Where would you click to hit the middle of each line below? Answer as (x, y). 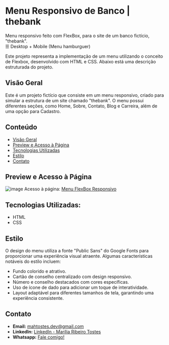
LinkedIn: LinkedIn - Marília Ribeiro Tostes (57, 331)
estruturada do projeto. (29, 67)
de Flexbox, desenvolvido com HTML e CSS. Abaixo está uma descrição (80, 61)
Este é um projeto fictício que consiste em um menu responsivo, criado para (85, 95)
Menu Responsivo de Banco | (68, 11)
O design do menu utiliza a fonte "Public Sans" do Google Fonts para (77, 251)
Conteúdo (21, 127)
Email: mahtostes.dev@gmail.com (48, 326)
